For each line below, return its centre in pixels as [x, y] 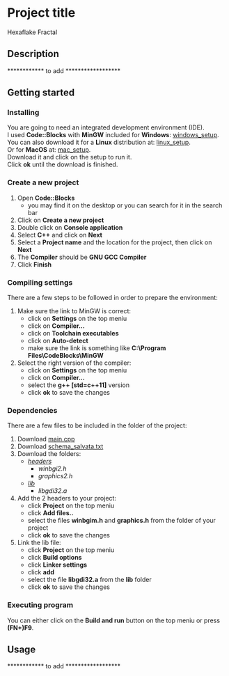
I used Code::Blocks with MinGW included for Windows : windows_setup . [113, 135]
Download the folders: [49, 454]
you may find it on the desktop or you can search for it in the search [125, 205]
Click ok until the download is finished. [63, 164]
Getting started [41, 93]
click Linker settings [57, 565]
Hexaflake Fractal [32, 32]
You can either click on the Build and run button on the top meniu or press [114, 620]
